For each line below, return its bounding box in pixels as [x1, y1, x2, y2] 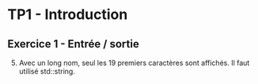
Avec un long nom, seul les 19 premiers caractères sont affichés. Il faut [18, 58, 250, 67]
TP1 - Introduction [7, 6, 128, 24]
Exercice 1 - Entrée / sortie [7, 37, 139, 51]
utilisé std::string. [18, 67, 76, 76]
